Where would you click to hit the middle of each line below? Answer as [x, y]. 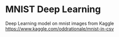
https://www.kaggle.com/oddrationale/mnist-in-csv [60, 28]
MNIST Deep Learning [53, 9]
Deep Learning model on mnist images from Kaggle [60, 23]
